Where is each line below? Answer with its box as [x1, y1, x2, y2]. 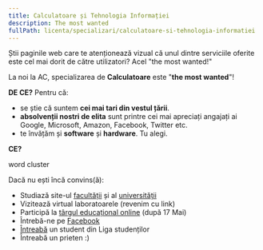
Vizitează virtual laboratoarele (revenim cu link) [19, 199, 176, 208]
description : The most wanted [8, 19, 110, 27]
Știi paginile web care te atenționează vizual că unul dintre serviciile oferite [8, 49, 255, 58]
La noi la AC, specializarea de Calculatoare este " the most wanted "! [8, 73, 234, 82]
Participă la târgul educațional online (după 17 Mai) [19, 208, 187, 217]
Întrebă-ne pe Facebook [19, 216, 100, 226]
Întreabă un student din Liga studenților [19, 224, 150, 234]
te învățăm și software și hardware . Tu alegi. [19, 129, 168, 138]
